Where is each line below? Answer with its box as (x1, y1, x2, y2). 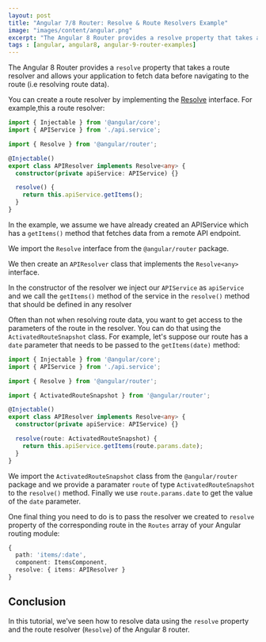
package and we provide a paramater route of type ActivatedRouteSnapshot (8, 480, 256, 489)
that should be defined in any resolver (8, 299, 132, 309)
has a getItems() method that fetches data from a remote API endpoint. (8, 228, 241, 237)
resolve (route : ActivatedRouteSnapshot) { (15, 435, 158, 443)
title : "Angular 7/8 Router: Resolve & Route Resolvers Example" (8, 19, 228, 27)
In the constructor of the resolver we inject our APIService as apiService (8, 283, 245, 292)
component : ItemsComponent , (15, 559, 108, 567)
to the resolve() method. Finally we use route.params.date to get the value (8, 488, 253, 497)
